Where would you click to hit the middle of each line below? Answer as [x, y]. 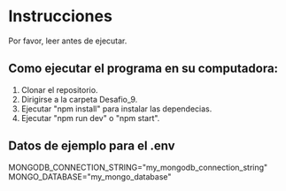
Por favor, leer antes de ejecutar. [68, 41]
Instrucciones [60, 16]
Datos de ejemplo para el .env [92, 146]
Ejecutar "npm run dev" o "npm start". [90, 118]
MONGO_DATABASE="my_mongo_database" [90, 176]
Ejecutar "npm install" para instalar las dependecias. [116, 109]
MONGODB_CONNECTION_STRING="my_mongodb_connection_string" [138, 167]
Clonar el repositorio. [59, 89]
